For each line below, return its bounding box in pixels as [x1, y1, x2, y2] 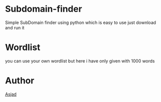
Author [5, 75, 34, 86]
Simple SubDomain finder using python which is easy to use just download [5, 20, 156, 25]
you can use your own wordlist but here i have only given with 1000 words [5, 58, 155, 64]
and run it [5, 24, 25, 30]
